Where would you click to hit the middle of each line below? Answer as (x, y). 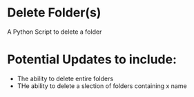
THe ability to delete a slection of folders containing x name (102, 86)
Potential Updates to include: (92, 60)
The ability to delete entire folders (65, 78)
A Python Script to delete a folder (55, 32)
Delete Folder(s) (54, 13)
